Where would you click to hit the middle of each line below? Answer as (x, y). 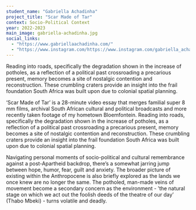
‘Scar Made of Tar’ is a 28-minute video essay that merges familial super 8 (96, 102)
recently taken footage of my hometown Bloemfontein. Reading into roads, (95, 115)
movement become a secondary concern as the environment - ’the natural (96, 188)
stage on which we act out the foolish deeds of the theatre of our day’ (90, 194)
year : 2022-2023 (26, 28)
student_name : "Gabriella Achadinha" (52, 11)
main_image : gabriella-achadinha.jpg (52, 33)
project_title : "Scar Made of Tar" (49, 17)
